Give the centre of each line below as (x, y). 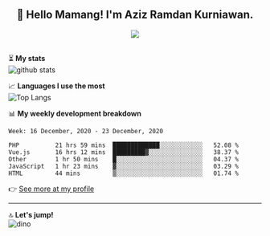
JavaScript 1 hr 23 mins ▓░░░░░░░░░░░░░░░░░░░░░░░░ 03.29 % (124, 166)
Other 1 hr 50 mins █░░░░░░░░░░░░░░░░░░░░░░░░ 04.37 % (124, 159)
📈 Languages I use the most (57, 86)
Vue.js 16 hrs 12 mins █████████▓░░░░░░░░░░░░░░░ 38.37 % (124, 152)
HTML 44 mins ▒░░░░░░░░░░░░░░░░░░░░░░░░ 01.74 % (124, 173)
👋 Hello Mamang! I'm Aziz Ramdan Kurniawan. (135, 15)
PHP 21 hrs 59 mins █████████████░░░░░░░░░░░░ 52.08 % (124, 145)
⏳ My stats (27, 58)
